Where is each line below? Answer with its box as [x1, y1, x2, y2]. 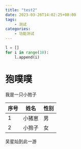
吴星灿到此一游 [5, 138, 37, 144]
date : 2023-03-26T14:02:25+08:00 [5, 12, 76, 17]
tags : [5, 17, 17, 22]
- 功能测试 [14, 31, 35, 36]
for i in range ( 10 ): [5, 49, 49, 55]
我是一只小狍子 [5, 91, 37, 97]
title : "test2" [5, 7, 38, 13]
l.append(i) [14, 55, 40, 60]
